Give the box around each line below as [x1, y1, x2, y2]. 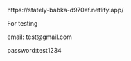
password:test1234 [7, 46, 62, 54]
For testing [7, 19, 38, 27]
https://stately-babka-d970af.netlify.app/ [7, 6, 124, 14]
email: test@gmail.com [7, 33, 73, 41]
